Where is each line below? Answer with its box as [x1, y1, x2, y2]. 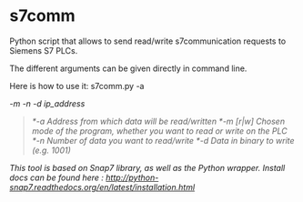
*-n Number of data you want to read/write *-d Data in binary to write [31, 135, 295, 146]
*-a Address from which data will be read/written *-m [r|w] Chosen [31, 116, 285, 126]
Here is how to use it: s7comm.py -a [9, 80, 145, 91]
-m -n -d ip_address [9, 97, 86, 109]
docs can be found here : [9, 172, 105, 183]
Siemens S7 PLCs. [9, 45, 78, 56]
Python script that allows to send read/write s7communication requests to [9, 35, 287, 46]
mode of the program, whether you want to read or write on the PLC [31, 125, 288, 136]
